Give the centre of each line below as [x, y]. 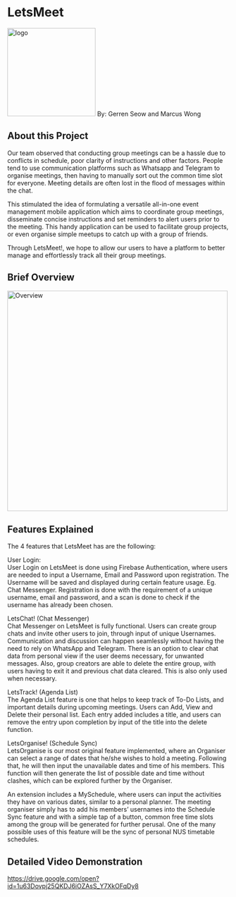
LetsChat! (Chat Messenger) [48, 618]
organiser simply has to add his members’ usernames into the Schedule [111, 810]
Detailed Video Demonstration [75, 861]
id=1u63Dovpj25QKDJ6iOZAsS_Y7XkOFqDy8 [73, 886]
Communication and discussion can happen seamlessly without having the [116, 641]
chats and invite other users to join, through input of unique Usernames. [112, 634]
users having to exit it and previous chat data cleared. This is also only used [117, 671]
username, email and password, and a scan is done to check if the [104, 597]
